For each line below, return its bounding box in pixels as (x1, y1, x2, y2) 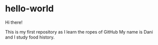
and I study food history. (5, 34, 55, 40)
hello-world (5, 3, 54, 14)
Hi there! (5, 19, 23, 25)
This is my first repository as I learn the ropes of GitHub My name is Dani (5, 29, 153, 35)
